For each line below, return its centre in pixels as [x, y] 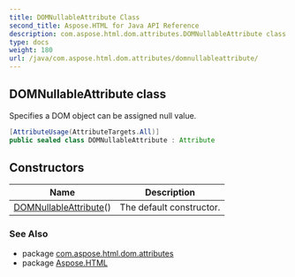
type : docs [29, 42]
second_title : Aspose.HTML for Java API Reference [104, 26]
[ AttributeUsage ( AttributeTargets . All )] [85, 132]
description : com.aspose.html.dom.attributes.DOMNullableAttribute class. [150, 34]
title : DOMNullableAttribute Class [75, 17]
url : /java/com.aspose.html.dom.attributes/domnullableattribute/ [134, 58]
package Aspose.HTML [65, 263]
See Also [29, 234]
